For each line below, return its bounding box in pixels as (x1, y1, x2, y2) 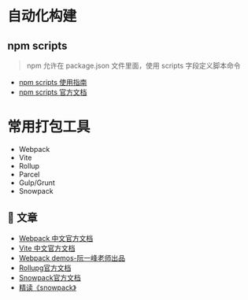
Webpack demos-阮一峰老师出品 (18, 253, 126, 262)
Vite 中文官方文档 (18, 243, 76, 253)
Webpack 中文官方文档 (18, 233, 94, 243)
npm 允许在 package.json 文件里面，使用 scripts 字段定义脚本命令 (26, 61, 241, 70)
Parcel (18, 169, 40, 179)
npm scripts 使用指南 (18, 78, 87, 87)
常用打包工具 (7, 118, 91, 136)
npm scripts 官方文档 (18, 87, 87, 97)
